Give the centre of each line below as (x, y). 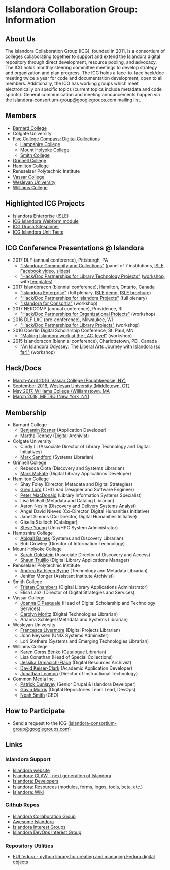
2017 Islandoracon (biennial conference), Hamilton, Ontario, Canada (83, 287)
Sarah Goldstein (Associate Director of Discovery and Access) (85, 555)
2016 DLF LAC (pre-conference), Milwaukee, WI (63, 320)
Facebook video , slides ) (45, 271)
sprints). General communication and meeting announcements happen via (83, 94)
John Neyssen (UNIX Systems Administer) (64, 636)
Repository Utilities (29, 846)
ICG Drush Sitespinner (36, 226)
